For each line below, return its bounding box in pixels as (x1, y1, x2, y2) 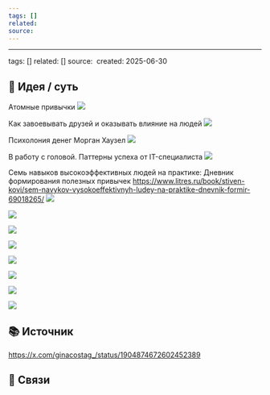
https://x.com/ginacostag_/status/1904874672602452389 (8, 350, 201, 360)
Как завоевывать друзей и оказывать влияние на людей (8, 118, 202, 129)
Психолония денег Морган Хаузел (8, 135, 126, 145)
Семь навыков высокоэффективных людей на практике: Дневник (8, 168, 235, 177)
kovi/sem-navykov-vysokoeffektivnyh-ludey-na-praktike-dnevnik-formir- (8, 185, 251, 194)
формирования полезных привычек (8, 177, 131, 186)
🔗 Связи (8, 373, 51, 387)
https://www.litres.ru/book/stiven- (132, 177, 245, 186)
